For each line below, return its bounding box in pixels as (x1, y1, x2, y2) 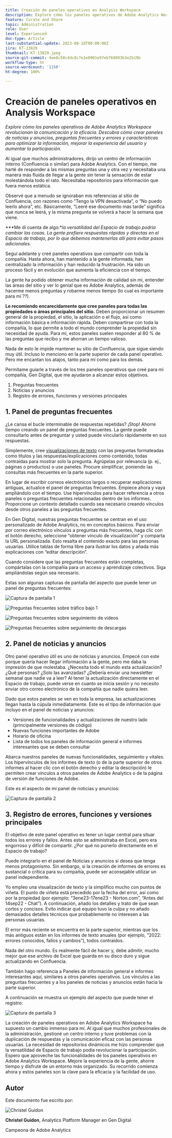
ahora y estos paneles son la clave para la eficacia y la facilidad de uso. (5, 1069, 157, 1075)
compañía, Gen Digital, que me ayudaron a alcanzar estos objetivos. (5, 372, 149, 378)
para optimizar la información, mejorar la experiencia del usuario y (5, 140, 147, 146)
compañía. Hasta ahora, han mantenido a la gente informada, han (5, 256, 143, 262)
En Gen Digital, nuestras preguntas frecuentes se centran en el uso (5, 516, 147, 522)
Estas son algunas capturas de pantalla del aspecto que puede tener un (5, 579, 157, 585)
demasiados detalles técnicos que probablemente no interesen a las (5, 911, 149, 917)
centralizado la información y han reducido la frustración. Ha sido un (5, 261, 150, 267)
